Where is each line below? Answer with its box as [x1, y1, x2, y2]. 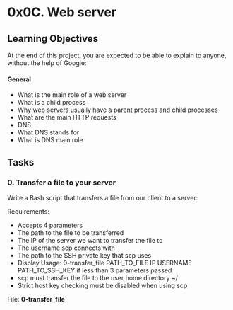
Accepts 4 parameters [17, 221, 83, 229]
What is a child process [17, 98, 86, 107]
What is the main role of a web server [17, 91, 127, 99]
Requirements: [7, 207, 49, 216]
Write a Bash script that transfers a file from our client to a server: [7, 193, 198, 202]
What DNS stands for [17, 128, 80, 137]
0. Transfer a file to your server [7, 178, 116, 188]
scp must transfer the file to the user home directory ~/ [17, 273, 179, 282]
